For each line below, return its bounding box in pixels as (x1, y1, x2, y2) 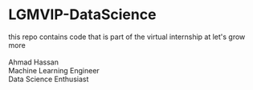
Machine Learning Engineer (8, 65, 100, 75)
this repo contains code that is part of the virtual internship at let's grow (8, 32, 246, 41)
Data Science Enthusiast (8, 74, 89, 84)
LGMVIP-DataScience (8, 6, 157, 24)
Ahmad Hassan (8, 57, 59, 67)
